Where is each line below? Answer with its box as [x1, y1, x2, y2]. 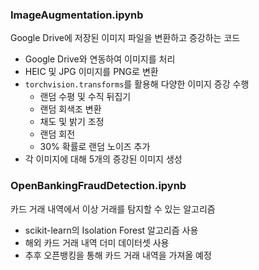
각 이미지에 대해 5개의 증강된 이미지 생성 [24, 153, 183, 165]
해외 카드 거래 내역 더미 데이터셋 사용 [24, 236, 170, 248]
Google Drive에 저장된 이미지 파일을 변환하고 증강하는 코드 [10, 32, 241, 44]
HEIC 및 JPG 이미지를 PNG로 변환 [24, 66, 159, 78]
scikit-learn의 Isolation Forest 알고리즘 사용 [24, 224, 199, 236]
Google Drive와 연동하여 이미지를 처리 [24, 53, 176, 65]
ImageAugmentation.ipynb [10, 8, 144, 22]
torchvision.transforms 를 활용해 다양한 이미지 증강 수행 [24, 78, 250, 90]
